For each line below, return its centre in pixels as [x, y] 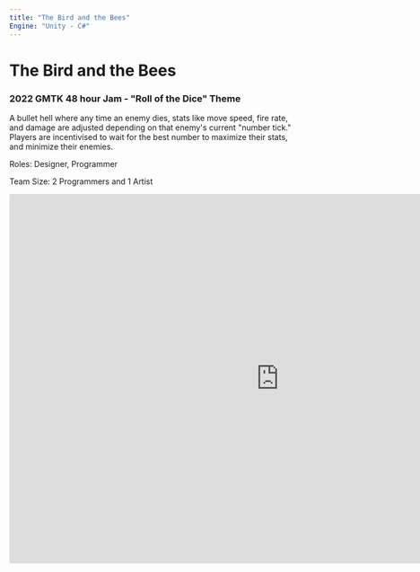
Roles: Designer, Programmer [64, 163]
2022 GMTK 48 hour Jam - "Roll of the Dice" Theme [125, 98]
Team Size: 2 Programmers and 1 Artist [81, 181]
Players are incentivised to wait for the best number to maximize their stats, [149, 136]
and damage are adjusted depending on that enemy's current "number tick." [150, 128]
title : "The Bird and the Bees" [70, 18]
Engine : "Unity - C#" [50, 26]
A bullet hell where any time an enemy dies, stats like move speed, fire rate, [149, 118]
